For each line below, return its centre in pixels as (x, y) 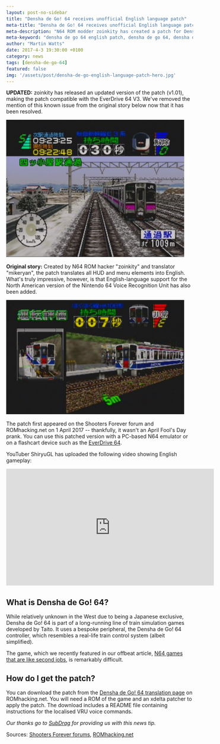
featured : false (26, 69)
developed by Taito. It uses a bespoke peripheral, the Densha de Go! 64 (94, 629)
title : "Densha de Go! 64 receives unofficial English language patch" (96, 19)
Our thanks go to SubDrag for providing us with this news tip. (81, 723)
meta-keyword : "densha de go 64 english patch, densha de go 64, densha (98, 38)
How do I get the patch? (51, 678)
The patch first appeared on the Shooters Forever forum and (80, 424)
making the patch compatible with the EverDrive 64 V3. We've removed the (98, 99)
